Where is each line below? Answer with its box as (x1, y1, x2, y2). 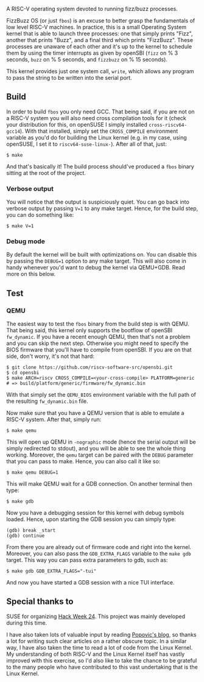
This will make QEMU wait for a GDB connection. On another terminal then (6, 480, 193, 488)
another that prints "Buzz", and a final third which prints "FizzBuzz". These (6, 37, 194, 43)
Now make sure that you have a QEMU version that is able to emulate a (6, 410, 185, 417)
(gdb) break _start (6, 527, 56, 534)
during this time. (6, 619, 47, 627)
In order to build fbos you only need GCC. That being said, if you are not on (6, 108, 195, 115)
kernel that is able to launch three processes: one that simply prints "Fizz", (6, 30, 193, 37)
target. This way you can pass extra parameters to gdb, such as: (6, 556, 168, 564)
